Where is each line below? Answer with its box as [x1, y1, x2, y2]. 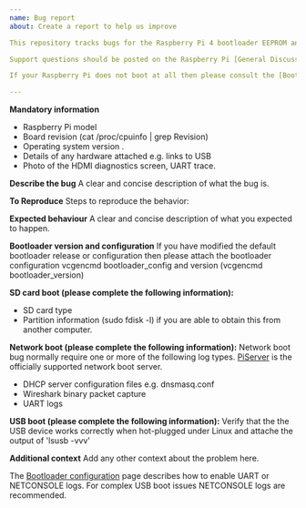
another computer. [22, 324, 93, 335]
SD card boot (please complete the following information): [9, 288, 234, 299]
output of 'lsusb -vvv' [9, 435, 91, 446]
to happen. [9, 223, 50, 234]
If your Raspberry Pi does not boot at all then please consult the [9, 71, 275, 80]
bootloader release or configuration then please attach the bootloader [9, 250, 272, 261]
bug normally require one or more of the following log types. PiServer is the [9, 351, 293, 362]
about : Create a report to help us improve [9, 22, 178, 31]
